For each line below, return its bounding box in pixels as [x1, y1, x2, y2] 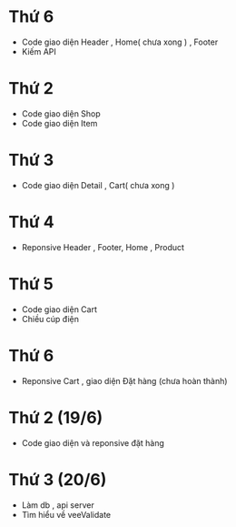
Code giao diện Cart [21, 303, 97, 315]
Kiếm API [21, 46, 56, 56]
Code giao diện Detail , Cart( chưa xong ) [21, 179, 175, 190]
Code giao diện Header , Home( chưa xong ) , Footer [21, 36, 219, 47]
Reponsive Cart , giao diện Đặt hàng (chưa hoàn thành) [21, 375, 228, 386]
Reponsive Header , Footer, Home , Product [21, 241, 185, 252]
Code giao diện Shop [21, 107, 101, 119]
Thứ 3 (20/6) [8, 469, 107, 490]
